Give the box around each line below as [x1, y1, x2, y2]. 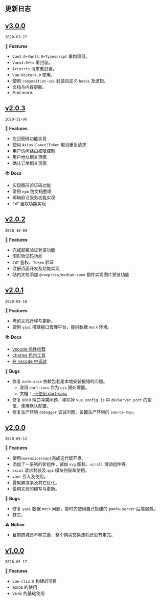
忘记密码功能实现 [12, 136, 47, 141]
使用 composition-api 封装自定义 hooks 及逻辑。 [12, 78, 109, 84]
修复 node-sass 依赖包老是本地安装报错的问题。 [12, 378, 108, 384]
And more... [12, 90, 36, 96]
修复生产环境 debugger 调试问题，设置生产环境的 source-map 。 [12, 409, 137, 415]
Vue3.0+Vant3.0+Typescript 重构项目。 [12, 54, 90, 59]
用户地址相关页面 [12, 154, 47, 160]
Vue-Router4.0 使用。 [12, 72, 55, 78]
